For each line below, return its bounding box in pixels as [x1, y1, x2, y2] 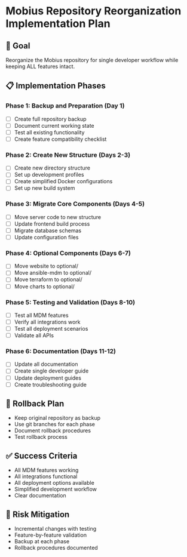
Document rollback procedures [14, 427, 91, 434]
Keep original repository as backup [14, 414, 101, 421]
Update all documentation [14, 361, 78, 368]
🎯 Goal [5, 41, 30, 51]
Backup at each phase [14, 538, 70, 545]
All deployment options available [14, 479, 95, 487]
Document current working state [14, 122, 94, 129]
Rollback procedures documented [14, 544, 98, 552]
